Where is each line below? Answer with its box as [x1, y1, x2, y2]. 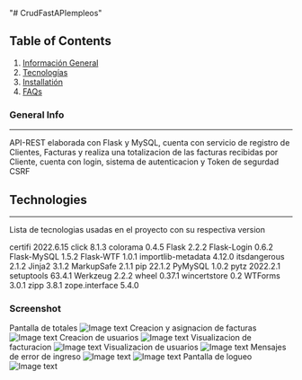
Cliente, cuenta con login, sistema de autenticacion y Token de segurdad [9, 156, 280, 167]
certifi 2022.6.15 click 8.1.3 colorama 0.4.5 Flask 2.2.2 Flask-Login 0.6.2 [9, 242, 274, 252]
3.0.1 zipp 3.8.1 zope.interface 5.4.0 [9, 279, 139, 290]
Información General [22, 57, 99, 68]
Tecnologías [22, 66, 68, 77]
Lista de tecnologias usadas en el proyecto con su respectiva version [9, 224, 266, 234]
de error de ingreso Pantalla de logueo [9, 351, 253, 362]
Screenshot [9, 302, 61, 314]
